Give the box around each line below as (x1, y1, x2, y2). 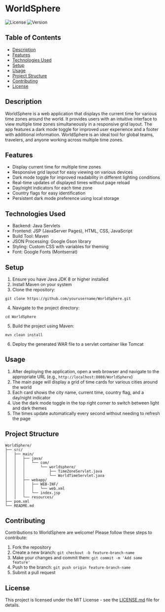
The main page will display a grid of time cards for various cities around (12, 379, 158, 385)
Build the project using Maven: (12, 323, 74, 329)
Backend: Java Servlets (12, 223, 61, 229)
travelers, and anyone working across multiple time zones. (5, 136, 124, 143)
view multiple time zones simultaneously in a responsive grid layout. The (5, 121, 152, 127)
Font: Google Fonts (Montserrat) (12, 249, 78, 255)
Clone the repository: (12, 287, 56, 292)
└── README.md (5, 503, 34, 508)
